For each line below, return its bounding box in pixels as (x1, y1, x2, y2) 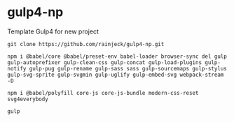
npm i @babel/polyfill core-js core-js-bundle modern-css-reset (7, 89, 199, 96)
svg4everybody (7, 96, 49, 102)
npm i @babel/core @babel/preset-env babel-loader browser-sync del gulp (7, 53, 228, 60)
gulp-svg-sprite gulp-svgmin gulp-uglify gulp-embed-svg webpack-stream (7, 71, 224, 78)
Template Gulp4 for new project (7, 27, 99, 36)
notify (7, 65, 27, 72)
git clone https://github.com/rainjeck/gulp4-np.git (7, 40, 165, 47)
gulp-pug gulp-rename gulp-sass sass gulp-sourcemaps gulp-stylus (29, 65, 228, 72)
